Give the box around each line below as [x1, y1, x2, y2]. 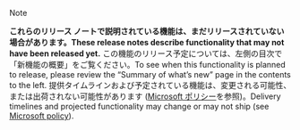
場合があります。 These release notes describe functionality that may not [9, 37, 285, 47]
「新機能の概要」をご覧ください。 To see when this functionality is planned [9, 60, 287, 69]
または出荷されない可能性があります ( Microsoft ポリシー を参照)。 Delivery [9, 91, 281, 102]
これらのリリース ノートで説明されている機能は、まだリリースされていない [9, 26, 285, 37]
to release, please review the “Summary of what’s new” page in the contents [9, 69, 291, 79]
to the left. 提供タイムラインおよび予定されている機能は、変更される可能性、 [9, 80, 292, 90]
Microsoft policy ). [9, 110, 74, 121]
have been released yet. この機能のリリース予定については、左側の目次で [9, 48, 283, 59]
